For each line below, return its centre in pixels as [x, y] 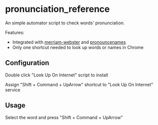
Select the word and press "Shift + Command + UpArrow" [64, 117]
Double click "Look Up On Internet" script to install [56, 75]
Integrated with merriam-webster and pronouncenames [69, 42]
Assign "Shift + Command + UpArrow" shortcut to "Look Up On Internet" [79, 84]
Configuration [27, 63]
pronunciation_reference [57, 9]
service [13, 90]
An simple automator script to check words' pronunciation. [65, 23]
